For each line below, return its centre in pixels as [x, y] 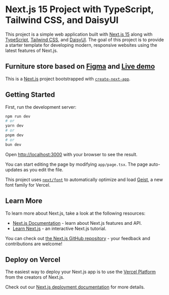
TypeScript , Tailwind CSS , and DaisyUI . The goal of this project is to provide [84, 40]
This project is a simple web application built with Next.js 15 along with [79, 34]
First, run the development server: [41, 107]
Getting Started [30, 95]
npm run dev [18, 116]
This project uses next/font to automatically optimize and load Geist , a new [84, 180]
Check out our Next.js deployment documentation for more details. [75, 287]
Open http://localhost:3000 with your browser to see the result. [72, 154]
